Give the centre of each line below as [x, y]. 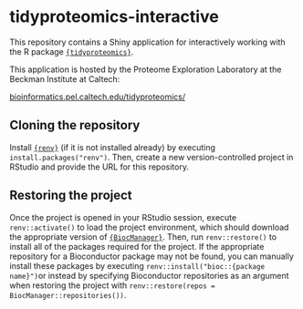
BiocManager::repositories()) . [68, 294]
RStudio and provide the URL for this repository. [99, 167]
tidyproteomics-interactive [114, 17]
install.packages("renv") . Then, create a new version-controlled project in [151, 157]
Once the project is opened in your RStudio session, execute [123, 217]
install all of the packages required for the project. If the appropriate [137, 246]
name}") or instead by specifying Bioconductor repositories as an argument [149, 275]
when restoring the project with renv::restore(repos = [113, 285]
